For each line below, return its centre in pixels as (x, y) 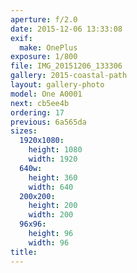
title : (24, 252)
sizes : (24, 131)
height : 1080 (55, 150)
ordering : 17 (37, 112)
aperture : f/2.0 (44, 19)
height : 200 (53, 206)
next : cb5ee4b (40, 103)
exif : (21, 38)
